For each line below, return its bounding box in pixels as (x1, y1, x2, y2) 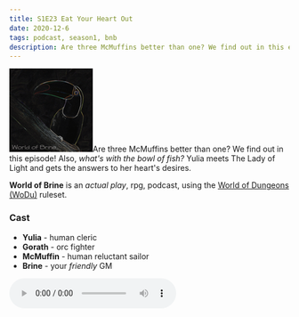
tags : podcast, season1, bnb (9, 33, 117, 42)
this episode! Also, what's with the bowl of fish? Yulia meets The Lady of (9, 153, 276, 164)
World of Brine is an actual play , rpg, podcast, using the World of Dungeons (9, 180, 289, 191)
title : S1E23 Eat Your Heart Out (9, 14, 133, 23)
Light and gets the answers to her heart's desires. (9, 163, 191, 174)
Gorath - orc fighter (21, 241, 95, 252)
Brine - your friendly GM (21, 260, 113, 271)
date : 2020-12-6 (9, 23, 69, 33)
